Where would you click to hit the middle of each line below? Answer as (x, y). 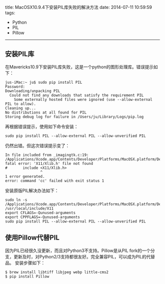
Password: (15, 87)
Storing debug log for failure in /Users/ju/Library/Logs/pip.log (74, 117)
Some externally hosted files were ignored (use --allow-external (83, 99)
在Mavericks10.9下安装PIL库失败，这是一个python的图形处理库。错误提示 (79, 67)
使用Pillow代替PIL (32, 238)
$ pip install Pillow (27, 276)
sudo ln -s (16, 200)
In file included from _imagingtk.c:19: (47, 155)
